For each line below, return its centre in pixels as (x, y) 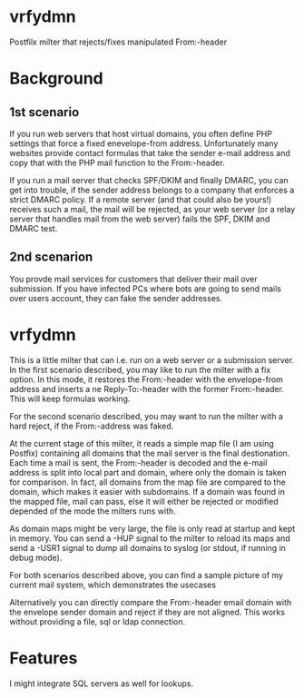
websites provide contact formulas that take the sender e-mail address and (150, 152)
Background (56, 79)
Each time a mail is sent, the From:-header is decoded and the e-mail (138, 462)
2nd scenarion (51, 257)
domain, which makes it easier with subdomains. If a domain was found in (147, 491)
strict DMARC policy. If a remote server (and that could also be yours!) (141, 199)
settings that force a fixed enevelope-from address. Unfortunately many (144, 143)
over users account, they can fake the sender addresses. (116, 298)
